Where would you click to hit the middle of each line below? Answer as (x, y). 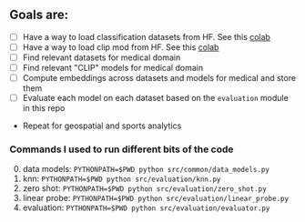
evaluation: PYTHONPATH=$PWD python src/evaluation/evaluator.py (146, 207)
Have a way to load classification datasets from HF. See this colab (147, 36)
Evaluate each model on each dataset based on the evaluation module (155, 98)
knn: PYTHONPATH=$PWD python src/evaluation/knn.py (122, 179)
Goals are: (39, 15)
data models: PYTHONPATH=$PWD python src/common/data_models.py (146, 169)
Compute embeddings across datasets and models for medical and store (159, 78)
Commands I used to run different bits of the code (122, 149)
